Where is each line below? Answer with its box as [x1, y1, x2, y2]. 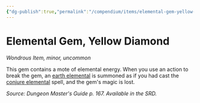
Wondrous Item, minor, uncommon [6, 54, 91, 61]
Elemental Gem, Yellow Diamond [6, 34, 170, 48]
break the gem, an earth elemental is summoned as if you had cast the [6, 72, 179, 79]
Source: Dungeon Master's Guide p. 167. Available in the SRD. [6, 90, 157, 97]
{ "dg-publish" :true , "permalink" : [6, 8, 89, 15]
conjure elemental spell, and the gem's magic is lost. [6, 78, 135, 85]
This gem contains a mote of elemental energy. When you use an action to [6, 65, 189, 73]
